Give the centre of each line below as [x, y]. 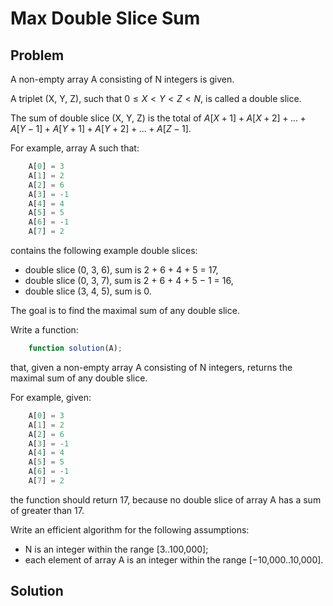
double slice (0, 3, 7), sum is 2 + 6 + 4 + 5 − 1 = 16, [129, 280]
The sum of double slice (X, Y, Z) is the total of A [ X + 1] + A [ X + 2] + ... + [158, 118]
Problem [37, 55]
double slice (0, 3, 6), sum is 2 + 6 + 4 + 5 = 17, [121, 270]
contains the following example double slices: [104, 250]
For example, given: [51, 397]
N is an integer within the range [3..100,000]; [116, 549]
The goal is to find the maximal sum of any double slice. [125, 310]
